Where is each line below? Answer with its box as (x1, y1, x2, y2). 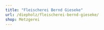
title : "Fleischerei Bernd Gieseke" (5, 7, 83, 13)
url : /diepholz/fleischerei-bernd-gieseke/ (5, 12, 99, 17)
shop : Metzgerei (5, 17, 40, 22)
